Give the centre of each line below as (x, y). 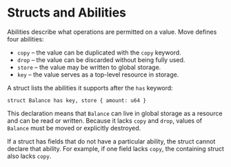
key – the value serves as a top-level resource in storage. (98, 75)
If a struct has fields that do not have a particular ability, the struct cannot (111, 141)
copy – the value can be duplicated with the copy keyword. (99, 52)
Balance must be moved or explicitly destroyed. (74, 128)
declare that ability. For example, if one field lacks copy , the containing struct (115, 148)
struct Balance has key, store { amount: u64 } (77, 100)
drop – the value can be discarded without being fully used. (101, 59)
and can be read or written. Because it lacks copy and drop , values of (105, 120)
